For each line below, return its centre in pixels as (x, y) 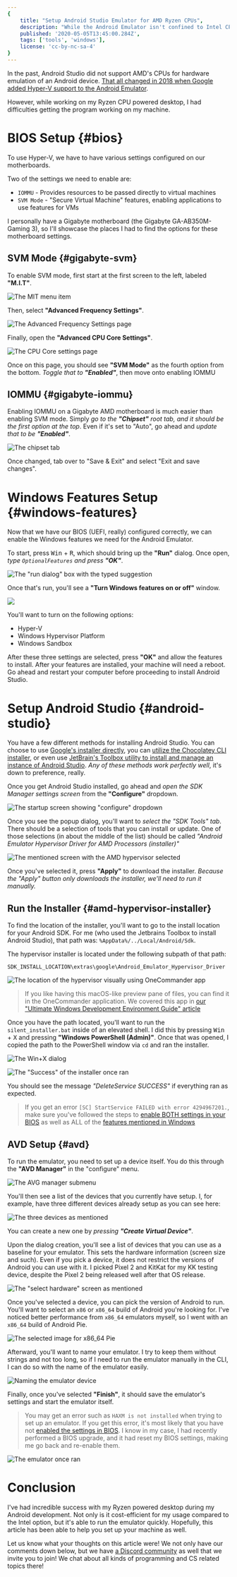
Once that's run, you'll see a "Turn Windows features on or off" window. (114, 588)
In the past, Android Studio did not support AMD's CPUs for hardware (108, 73)
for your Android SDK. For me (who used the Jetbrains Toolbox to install (112, 933)
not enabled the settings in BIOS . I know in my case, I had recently (121, 1430)
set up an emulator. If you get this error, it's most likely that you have (124, 1422)
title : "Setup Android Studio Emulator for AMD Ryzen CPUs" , (111, 20)
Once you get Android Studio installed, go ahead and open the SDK (105, 786)
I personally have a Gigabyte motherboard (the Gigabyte (89, 221)
